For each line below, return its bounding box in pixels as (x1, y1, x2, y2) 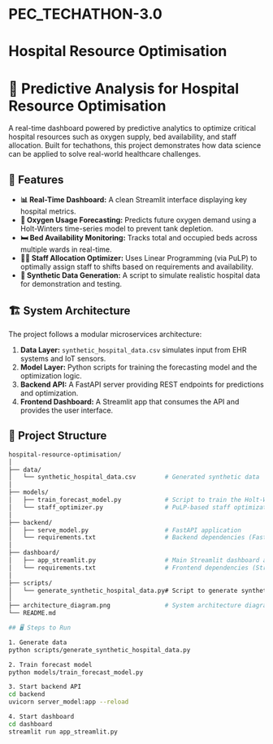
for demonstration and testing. (19, 279, 123, 289)
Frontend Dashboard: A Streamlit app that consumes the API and (19, 396, 240, 406)
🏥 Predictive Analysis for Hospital (8, 79, 240, 97)
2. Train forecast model (8, 660, 93, 668)
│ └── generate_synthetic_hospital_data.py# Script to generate (8, 586, 238, 595)
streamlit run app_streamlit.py (8, 728, 118, 736)
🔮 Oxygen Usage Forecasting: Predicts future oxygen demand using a (19, 215, 257, 225)
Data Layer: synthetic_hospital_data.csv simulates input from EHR (19, 344, 247, 354)
